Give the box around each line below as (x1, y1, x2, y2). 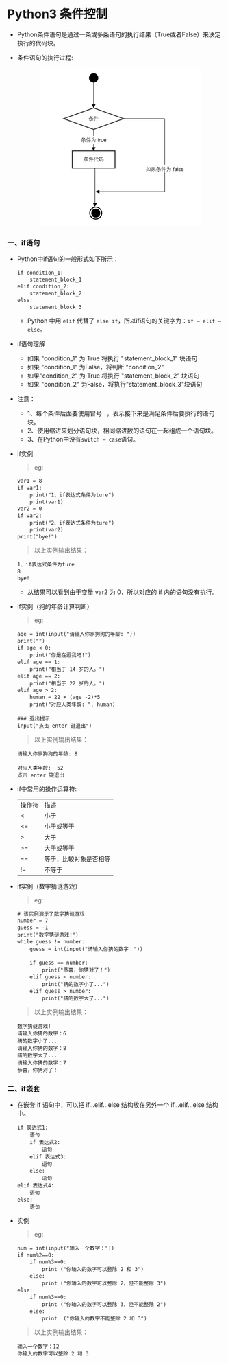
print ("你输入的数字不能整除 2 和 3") (42, 1316, 147, 1322)
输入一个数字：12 (16, 1343, 60, 1350)
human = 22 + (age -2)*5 (29, 694, 101, 701)
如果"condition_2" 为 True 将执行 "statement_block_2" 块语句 (27, 371, 200, 380)
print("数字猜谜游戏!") (16, 931, 79, 938)
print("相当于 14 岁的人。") (29, 666, 105, 673)
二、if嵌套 (7, 1084, 40, 1093)
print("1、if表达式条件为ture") (29, 492, 115, 499)
